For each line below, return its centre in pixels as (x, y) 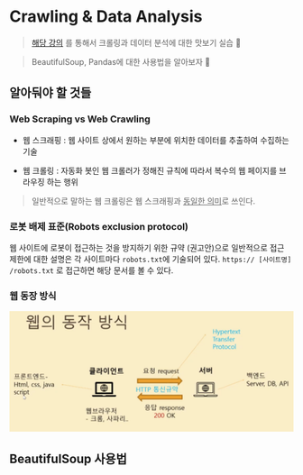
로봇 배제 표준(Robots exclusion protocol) (99, 226)
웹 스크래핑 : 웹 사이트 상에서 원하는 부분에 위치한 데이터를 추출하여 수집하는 (156, 140)
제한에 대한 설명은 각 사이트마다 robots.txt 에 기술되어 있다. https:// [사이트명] (151, 259)
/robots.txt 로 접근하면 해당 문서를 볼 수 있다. (92, 270)
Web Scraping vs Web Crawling (80, 119)
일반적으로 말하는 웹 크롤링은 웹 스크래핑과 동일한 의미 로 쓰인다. (143, 201)
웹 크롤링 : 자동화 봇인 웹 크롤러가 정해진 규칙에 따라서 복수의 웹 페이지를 (150, 170)
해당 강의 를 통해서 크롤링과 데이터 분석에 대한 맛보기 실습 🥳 (136, 42)
